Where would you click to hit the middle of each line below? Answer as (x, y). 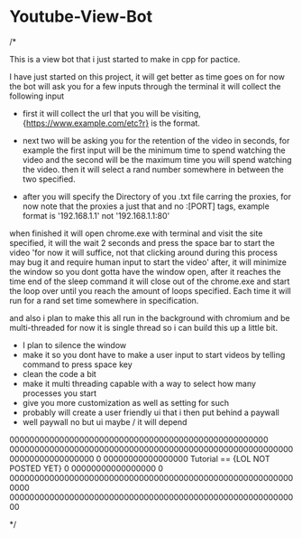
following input (37, 96)
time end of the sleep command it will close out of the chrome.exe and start (150, 281)
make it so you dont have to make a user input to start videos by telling (154, 354)
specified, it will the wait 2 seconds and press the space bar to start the (142, 242)
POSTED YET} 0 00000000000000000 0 (87, 468)
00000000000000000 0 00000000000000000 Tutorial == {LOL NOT (140, 458)
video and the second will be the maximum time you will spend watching (157, 159)
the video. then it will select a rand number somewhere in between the (153, 169)
